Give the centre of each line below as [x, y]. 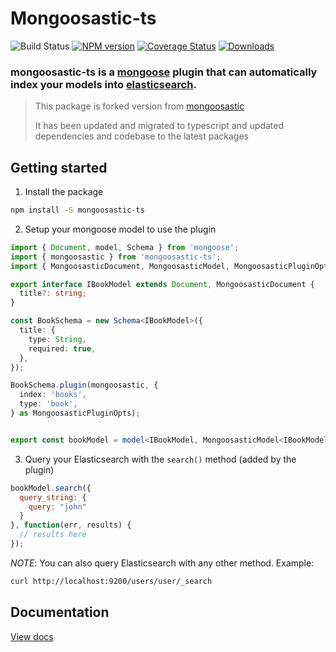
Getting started [59, 167]
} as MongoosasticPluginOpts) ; [75, 413]
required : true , [62, 348]
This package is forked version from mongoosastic [139, 106]
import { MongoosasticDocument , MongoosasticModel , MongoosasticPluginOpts [171, 266]
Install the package [64, 192]
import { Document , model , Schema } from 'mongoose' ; [125, 247]
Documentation [60, 612]
